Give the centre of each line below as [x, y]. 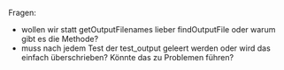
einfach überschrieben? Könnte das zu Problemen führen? [127, 57]
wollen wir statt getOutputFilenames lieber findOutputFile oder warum [148, 29]
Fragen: [23, 13]
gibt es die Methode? [60, 39]
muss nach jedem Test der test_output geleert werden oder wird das [146, 48]
